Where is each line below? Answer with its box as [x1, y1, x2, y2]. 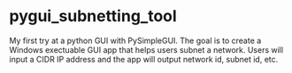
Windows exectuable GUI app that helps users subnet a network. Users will [9, 44, 284, 55]
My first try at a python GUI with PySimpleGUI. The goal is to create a [9, 35, 262, 46]
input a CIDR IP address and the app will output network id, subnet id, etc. [9, 54, 279, 64]
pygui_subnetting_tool [9, 6, 177, 26]
